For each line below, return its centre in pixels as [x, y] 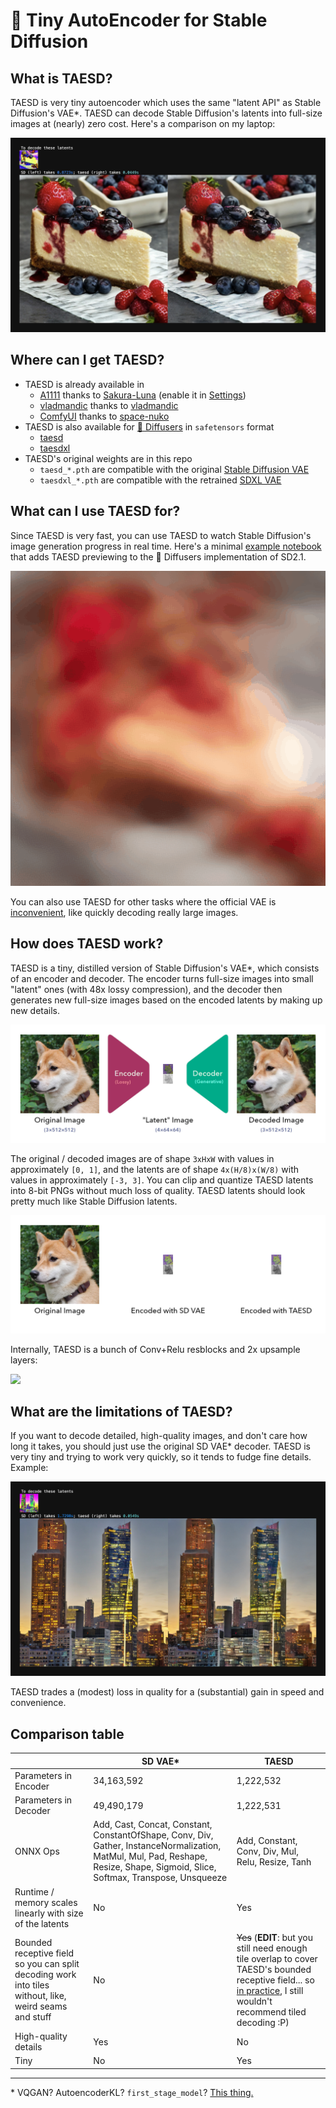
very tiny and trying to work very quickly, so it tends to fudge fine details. [161, 1457]
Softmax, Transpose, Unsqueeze [160, 1878]
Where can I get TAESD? [87, 360]
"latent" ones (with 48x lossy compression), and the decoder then [146, 989]
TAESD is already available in [84, 384]
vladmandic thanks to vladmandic [109, 405]
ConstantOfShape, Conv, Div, [153, 1835]
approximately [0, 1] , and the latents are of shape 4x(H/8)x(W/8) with [155, 1169]
